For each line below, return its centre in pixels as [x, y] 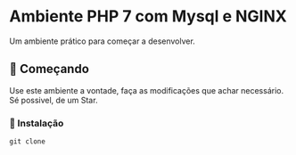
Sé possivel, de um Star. [53, 100]
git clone [28, 142]
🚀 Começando [49, 69]
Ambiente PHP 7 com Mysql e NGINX [148, 16]
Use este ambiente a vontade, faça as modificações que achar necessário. [146, 90]
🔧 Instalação [37, 123]
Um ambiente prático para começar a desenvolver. [103, 41]
